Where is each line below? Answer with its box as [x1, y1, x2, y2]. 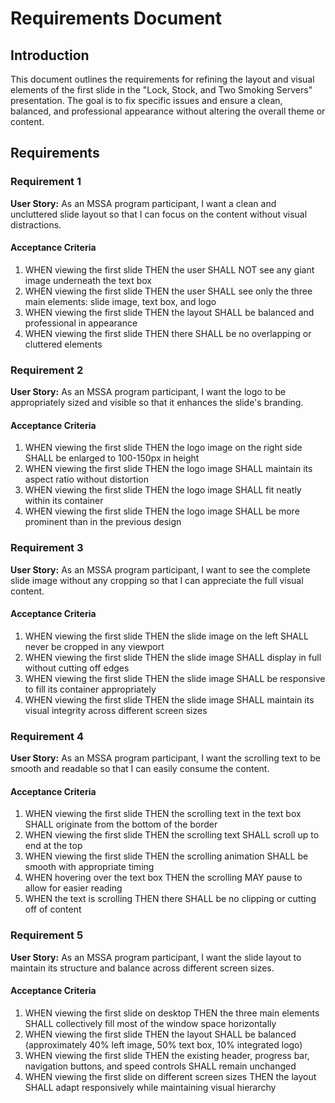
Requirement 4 [10, 729, 85, 743]
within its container [24, 495, 104, 507]
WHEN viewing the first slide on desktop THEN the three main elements [24, 1007, 320, 1019]
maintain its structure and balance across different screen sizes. [10, 962, 275, 974]
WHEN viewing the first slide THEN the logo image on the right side [24, 442, 303, 454]
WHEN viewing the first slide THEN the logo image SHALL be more [24, 505, 300, 517]
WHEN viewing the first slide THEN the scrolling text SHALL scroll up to [24, 829, 320, 841]
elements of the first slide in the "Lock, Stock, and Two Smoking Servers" [10, 84, 313, 96]
